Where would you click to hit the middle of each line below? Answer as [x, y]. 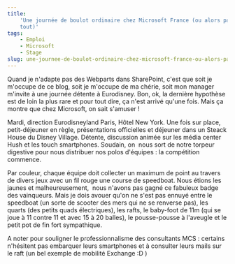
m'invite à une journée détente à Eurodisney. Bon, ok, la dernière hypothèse [116, 94]
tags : [15, 33]
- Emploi [33, 40]
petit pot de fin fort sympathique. [55, 225]
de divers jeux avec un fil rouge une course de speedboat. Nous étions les [114, 180]
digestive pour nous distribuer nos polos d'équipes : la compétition [104, 152]
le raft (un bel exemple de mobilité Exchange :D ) [77, 253]
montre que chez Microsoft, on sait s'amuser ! [73, 108]
